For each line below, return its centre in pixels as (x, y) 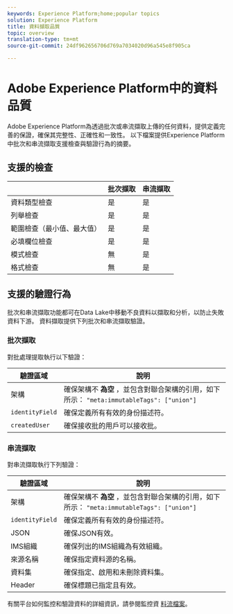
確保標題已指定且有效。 (102, 586)
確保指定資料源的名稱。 (102, 559)
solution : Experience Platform (52, 20)
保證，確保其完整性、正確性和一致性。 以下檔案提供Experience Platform (122, 135)
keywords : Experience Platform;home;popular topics (83, 14)
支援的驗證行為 (39, 295)
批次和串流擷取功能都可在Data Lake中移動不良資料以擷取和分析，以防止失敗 (115, 312)
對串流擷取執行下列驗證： (44, 465)
